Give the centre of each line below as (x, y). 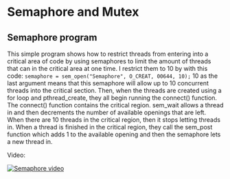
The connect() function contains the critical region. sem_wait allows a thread (115, 105)
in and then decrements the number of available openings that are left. (107, 112)
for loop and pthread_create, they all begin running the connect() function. (112, 98)
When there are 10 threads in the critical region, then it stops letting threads (114, 120)
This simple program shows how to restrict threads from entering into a (108, 54)
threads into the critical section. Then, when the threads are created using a (114, 91)
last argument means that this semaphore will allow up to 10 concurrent (108, 83)
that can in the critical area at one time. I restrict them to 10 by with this (107, 69)
